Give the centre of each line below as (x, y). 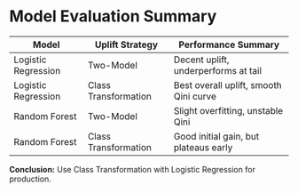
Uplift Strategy (126, 44)
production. (30, 179)
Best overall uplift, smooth (227, 84)
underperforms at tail (218, 70)
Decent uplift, (201, 60)
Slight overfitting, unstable (228, 110)
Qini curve (195, 96)
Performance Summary (229, 44)
